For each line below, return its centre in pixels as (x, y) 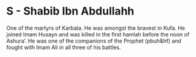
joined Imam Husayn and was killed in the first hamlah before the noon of (98, 34)
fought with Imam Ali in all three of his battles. (64, 47)
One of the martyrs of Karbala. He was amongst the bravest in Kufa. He (96, 28)
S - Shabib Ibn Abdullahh (70, 11)
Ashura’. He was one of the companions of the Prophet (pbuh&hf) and (94, 41)
